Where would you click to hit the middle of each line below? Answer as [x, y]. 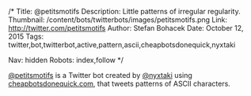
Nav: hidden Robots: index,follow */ [66, 60]
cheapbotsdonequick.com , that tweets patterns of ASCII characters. [120, 83]
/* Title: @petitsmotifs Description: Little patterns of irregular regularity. [125, 11]
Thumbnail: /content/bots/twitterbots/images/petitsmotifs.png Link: [118, 20]
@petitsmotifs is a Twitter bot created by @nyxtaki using [100, 75]
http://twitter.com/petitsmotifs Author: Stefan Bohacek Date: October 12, [126, 28]
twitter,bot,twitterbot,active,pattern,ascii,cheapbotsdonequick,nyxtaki [122, 45]
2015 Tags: [26, 36]
